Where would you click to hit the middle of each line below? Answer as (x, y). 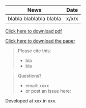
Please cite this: (34, 51)
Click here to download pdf (34, 31)
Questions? (30, 76)
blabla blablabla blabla (35, 19)
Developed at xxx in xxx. (31, 101)
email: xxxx (37, 85)
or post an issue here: (48, 91)
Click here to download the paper (40, 41)
